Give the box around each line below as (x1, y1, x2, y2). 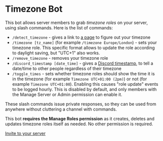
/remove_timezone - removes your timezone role (12, 55, 109, 61)
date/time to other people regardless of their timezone (12, 65, 122, 71)
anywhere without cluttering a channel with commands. (5, 106, 117, 112)
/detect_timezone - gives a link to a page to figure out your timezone (12, 34, 151, 40)
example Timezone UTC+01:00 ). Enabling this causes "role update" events (12, 81, 159, 87)
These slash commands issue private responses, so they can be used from (5, 101, 157, 107)
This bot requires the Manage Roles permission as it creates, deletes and (5, 116, 155, 121)
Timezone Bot (5, 3, 63, 15)
